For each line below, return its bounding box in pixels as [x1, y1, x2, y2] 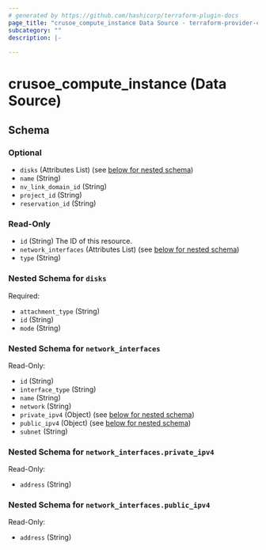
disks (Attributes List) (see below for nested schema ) [19, 165, 194, 174]
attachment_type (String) [19, 306, 101, 316]
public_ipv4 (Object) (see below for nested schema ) [19, 418, 192, 427]
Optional [8, 147, 42, 158]
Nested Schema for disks [8, 273, 107, 284]
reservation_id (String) [19, 199, 97, 208]
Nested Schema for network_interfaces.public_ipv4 [8, 499, 211, 510]
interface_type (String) [19, 385, 97, 394]
